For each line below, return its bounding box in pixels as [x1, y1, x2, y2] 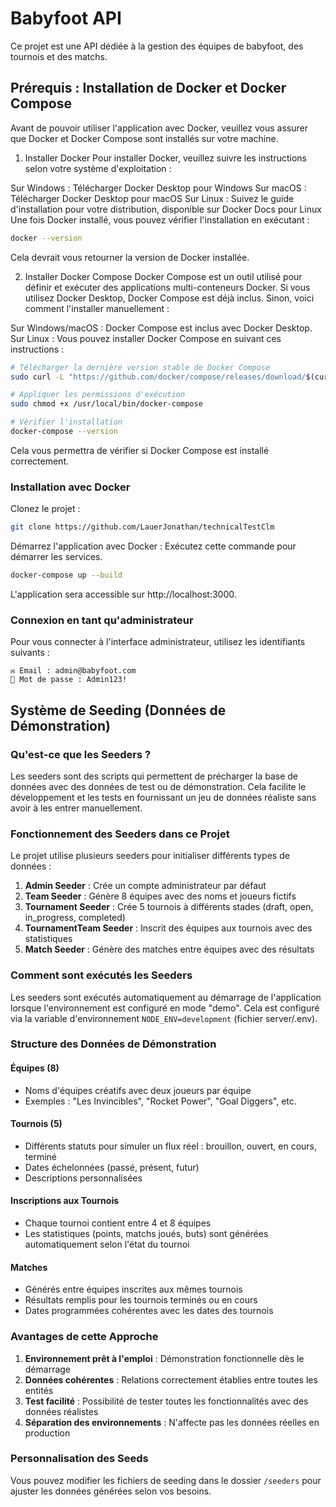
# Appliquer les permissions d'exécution [10, 390, 186, 400]
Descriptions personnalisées [24, 1172, 143, 1184]
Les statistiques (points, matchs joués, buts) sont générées [24, 1228, 269, 1240]
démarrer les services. [10, 551, 103, 563]
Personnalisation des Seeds [10, 1452, 149, 1466]
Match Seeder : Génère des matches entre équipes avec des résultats [24, 943, 315, 956]
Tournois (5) [10, 1118, 63, 1130]
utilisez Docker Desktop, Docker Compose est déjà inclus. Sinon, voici [24, 292, 315, 304]
